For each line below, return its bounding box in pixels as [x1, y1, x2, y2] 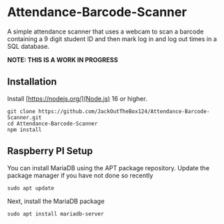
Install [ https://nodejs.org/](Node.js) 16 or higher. [7, 94, 147, 103]
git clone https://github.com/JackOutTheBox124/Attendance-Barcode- [7, 107, 210, 115]
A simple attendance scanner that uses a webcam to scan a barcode [7, 27, 204, 36]
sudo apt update [7, 184, 54, 192]
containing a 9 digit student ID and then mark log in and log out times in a [7, 34, 217, 43]
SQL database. [7, 42, 50, 50]
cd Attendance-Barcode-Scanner [7, 120, 98, 127]
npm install [7, 126, 42, 133]
